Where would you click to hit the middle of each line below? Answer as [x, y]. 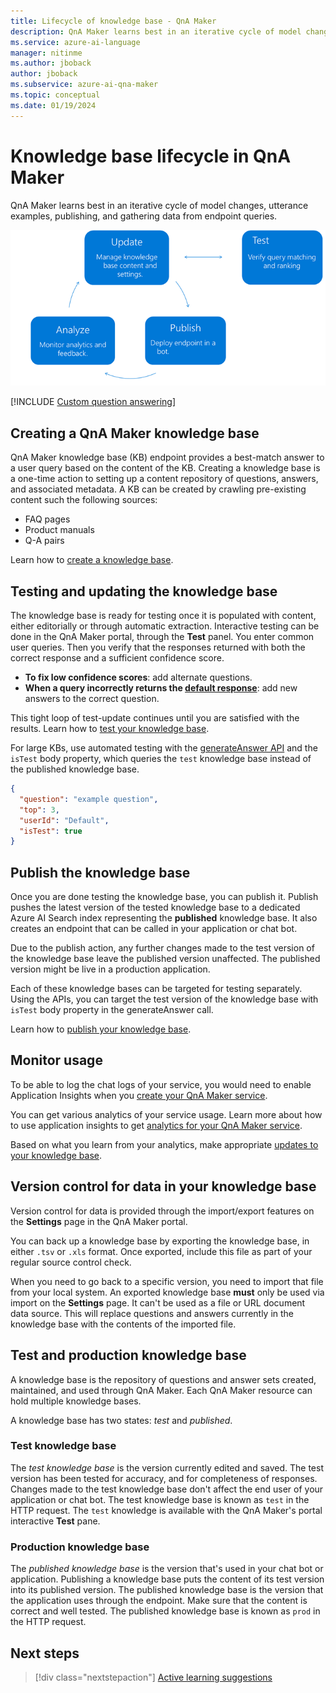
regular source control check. [71, 1262]
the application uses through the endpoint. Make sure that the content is [159, 1601]
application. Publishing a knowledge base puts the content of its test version [167, 1579]
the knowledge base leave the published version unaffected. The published [165, 959]
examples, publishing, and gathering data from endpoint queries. [144, 216]
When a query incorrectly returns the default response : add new [161, 688]
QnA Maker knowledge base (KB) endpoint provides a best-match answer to [167, 457]
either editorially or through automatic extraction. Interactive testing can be [165, 626]
